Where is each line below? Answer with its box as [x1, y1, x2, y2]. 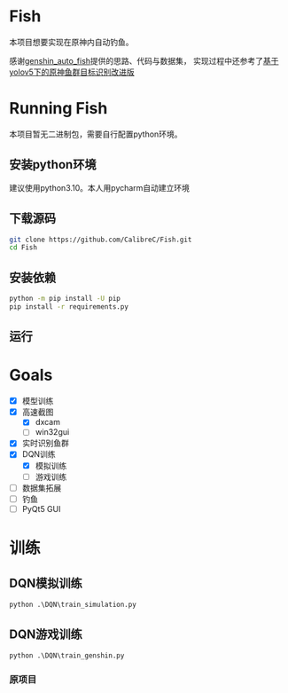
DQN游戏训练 [9, 627, 82, 642]
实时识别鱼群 [21, 437, 69, 449]
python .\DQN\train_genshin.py [9, 650, 125, 660]
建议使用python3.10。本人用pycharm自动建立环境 [9, 182, 191, 193]
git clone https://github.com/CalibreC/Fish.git [9, 235, 192, 244]
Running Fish [9, 98, 108, 119]
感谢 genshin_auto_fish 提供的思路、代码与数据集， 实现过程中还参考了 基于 [9, 55, 279, 66]
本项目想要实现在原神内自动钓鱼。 [9, 36, 134, 47]
